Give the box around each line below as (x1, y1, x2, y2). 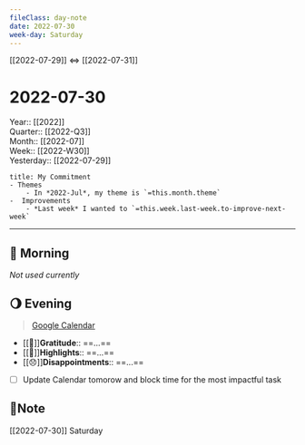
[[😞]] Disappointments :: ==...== (22, 356, 144, 367)
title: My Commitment (9, 173, 92, 182)
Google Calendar (31, 319, 95, 331)
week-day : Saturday (9, 30, 84, 39)
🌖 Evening (9, 295, 73, 311)
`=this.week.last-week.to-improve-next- (131, 205, 286, 214)
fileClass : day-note (9, 13, 88, 23)
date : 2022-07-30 (9, 22, 75, 31)
